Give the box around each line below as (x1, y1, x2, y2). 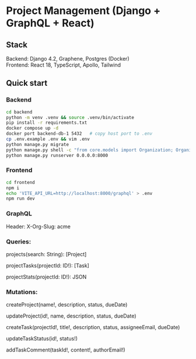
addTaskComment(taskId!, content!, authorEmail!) (6, 346, 125, 354)
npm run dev (6, 196, 35, 202)
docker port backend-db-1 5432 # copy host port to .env (6, 131, 153, 137)
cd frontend (6, 179, 35, 185)
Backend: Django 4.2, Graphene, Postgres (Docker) (6, 55, 129, 62)
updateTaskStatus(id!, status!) (6, 335, 78, 342)
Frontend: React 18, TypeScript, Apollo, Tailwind (6, 61, 121, 68)
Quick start (6, 78, 48, 88)
